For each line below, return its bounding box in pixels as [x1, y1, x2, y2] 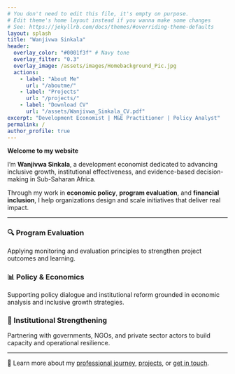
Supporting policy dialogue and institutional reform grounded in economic [7, 290, 220, 298]
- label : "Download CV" [20, 102, 90, 109]
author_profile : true [7, 127, 71, 134]
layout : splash [7, 29, 52, 37]
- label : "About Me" [20, 75, 80, 83]
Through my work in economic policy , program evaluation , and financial [7, 188, 220, 197]
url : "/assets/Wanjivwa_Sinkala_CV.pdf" [25, 108, 145, 115]
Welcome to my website [7, 146, 79, 155]
